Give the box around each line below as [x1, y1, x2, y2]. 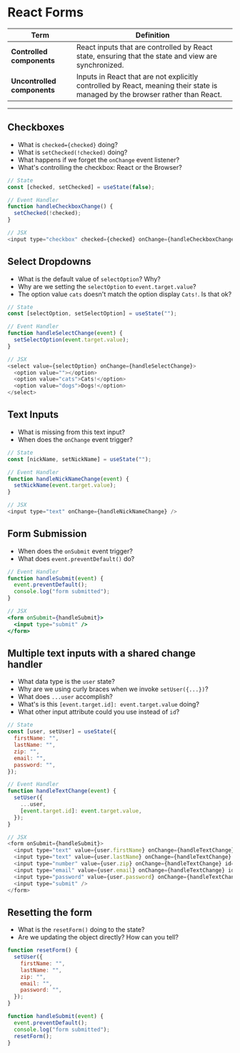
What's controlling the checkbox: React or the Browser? [17, 163, 182, 171]
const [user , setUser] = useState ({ [7, 728, 116, 735]
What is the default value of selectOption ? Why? [17, 274, 161, 283]
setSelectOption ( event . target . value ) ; [14, 336, 130, 343]
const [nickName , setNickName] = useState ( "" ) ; [7, 455, 152, 463]
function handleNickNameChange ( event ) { [7, 475, 130, 483]
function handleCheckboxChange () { [7, 203, 114, 211]
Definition [135, 30, 170, 40]
